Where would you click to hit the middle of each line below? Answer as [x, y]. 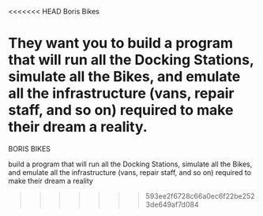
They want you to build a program [120, 43]
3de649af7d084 [172, 204]
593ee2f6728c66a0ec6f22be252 [200, 196]
